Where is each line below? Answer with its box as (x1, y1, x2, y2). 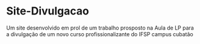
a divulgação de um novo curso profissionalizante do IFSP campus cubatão (6, 30, 194, 37)
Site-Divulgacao (6, 4, 89, 18)
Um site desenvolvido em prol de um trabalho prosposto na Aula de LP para (6, 24, 194, 31)
